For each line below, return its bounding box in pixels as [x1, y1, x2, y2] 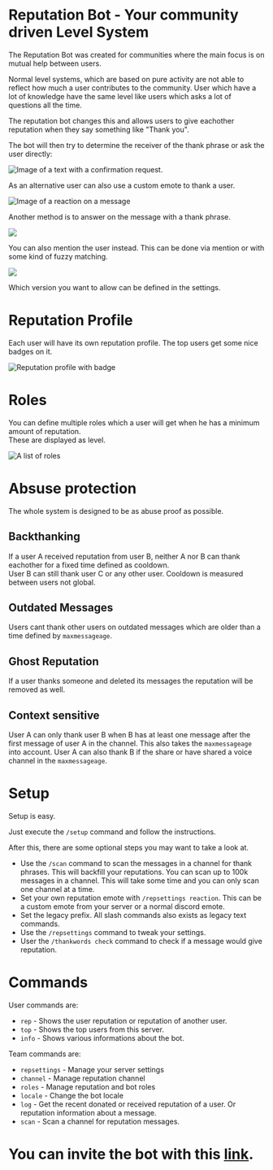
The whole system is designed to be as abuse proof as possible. [8, 506, 224, 515]
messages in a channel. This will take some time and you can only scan [19, 876, 260, 885]
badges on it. [8, 346, 53, 356]
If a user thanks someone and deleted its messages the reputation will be [8, 676, 253, 686]
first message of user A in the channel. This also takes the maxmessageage [8, 738, 252, 748]
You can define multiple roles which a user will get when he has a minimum [8, 417, 260, 428]
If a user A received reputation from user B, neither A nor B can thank [8, 551, 240, 561]
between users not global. [8, 577, 96, 587]
